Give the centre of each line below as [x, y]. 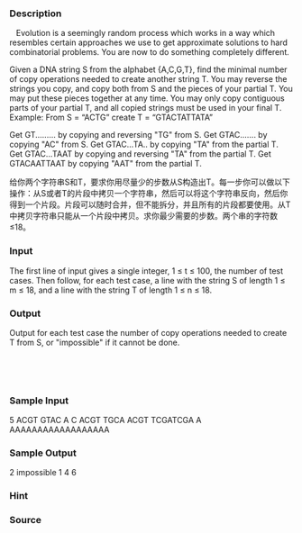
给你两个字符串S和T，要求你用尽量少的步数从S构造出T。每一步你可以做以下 [150, 182]
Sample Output [43, 453]
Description [36, 14]
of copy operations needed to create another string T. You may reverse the [148, 79]
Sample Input [39, 401]
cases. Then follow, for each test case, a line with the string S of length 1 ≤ [147, 280]
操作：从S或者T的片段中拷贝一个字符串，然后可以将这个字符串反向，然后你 [149, 194]
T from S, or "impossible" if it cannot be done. [95, 342]
